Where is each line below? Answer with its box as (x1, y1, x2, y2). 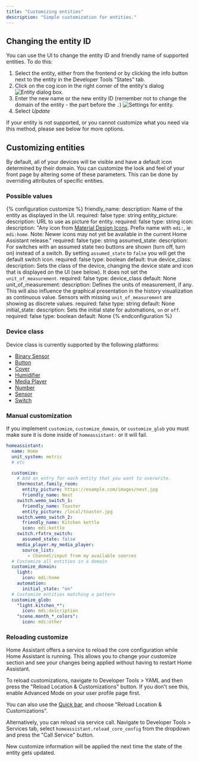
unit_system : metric (11, 453, 62, 460)
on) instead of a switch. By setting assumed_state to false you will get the (6, 250, 185, 257)
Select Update (14, 107, 50, 115)
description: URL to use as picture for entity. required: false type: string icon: (6, 218, 194, 226)
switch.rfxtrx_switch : (17, 531, 73, 537)
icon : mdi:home (21, 575, 60, 581)
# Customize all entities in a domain (11, 558, 108, 564)
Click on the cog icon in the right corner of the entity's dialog (14, 82, 165, 90)
